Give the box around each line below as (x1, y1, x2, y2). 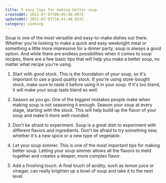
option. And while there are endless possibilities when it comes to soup (5, 51, 151, 57)
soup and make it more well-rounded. (12, 113, 90, 119)
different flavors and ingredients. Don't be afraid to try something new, (12, 128, 158, 134)
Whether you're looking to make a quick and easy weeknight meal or (5, 40, 146, 46)
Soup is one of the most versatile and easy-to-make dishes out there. (5, 35, 148, 41)
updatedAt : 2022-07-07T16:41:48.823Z (5, 16, 84, 21)
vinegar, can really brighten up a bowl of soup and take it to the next (12, 168, 153, 174)
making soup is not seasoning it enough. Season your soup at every (12, 102, 152, 108)
